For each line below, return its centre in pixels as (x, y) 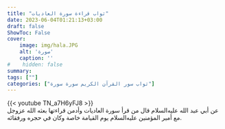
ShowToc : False (29, 33)
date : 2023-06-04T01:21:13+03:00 (55, 20)
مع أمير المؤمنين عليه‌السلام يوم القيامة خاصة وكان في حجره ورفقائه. (95, 118)
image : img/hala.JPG (49, 45)
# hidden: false (35, 64)
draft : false (26, 26)
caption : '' (36, 58)
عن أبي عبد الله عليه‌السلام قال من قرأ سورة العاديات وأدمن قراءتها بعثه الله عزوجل (113, 110)
